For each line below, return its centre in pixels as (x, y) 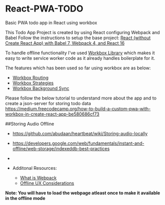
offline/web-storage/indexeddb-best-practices (61, 148)
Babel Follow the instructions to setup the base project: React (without (78, 38)
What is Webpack (38, 178)
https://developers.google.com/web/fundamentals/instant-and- (78, 143)
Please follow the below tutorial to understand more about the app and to (81, 98)
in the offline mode (25, 198)
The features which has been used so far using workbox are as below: (78, 68)
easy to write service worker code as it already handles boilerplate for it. (80, 58)
